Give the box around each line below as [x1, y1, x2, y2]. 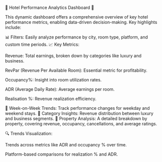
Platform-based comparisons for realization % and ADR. [5, 151, 118, 157]
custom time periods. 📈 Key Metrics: [5, 41, 80, 47]
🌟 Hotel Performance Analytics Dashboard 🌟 [5, 5, 94, 10]
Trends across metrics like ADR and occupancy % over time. [5, 142, 127, 147]
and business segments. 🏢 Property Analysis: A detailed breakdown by [5, 116, 147, 121]
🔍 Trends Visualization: [5, 131, 53, 136]
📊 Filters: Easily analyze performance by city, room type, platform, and [5, 34, 148, 40]
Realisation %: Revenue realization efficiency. [5, 96, 97, 101]
